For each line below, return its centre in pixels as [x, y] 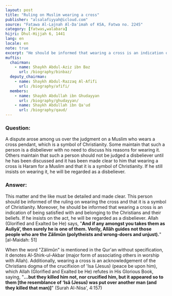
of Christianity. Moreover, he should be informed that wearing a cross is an [84, 207]
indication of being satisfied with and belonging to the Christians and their [83, 213]
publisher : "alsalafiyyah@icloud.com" [47, 19]
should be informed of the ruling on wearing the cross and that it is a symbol [86, 202]
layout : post [19, 10]
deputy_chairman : [28, 77]
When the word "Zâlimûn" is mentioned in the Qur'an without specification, [84, 249]
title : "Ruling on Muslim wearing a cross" [52, 15]
